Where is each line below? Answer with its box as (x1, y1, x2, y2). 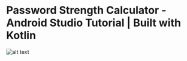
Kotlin (6, 29, 37, 42)
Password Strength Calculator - (6, 4, 167, 17)
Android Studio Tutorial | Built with (6, 16, 182, 30)
